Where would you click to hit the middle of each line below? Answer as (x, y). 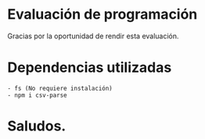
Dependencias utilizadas (90, 68)
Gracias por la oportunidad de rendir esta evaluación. (93, 36)
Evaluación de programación (102, 14)
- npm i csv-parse (37, 95)
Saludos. (37, 126)
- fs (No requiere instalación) (60, 88)
